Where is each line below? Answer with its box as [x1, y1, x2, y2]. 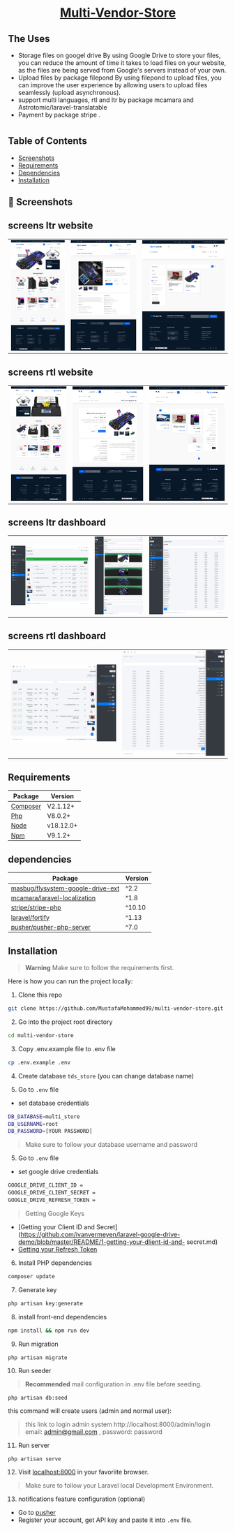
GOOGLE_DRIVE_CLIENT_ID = [8, 1182, 83, 1189]
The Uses [8, 33, 50, 45]
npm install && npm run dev [8, 1327, 90, 1334]
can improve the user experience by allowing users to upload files [17, 81, 208, 89]
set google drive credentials [17, 1168, 99, 1176]
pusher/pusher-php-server [10, 923, 91, 931]
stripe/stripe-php [10, 903, 61, 912]
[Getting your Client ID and [17, 1222, 95, 1231]
